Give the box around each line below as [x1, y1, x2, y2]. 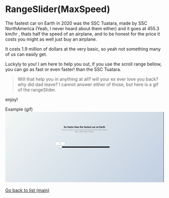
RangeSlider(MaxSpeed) [5, 4, 111, 15]
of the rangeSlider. [17, 86, 56, 92]
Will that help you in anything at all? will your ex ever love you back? [17, 76, 158, 82]
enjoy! [5, 96, 18, 103]
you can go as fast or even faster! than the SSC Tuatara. [5, 66, 122, 72]
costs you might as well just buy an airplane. [5, 36, 97, 42]
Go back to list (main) [5, 187, 50, 193]
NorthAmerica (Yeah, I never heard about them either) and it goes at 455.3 [5, 25, 159, 31]
